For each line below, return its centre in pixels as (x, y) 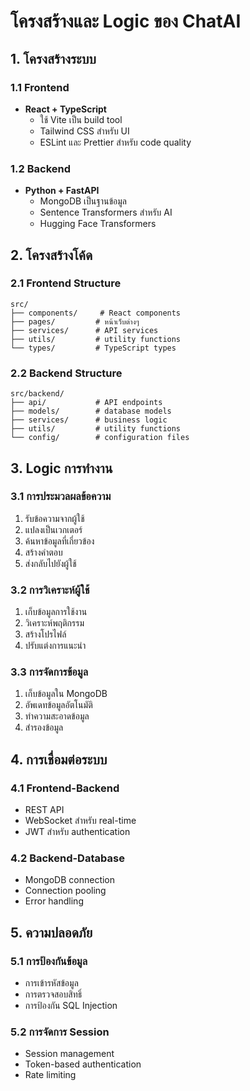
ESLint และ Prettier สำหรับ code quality (115, 142)
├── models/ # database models (91, 411)
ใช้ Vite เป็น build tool (81, 119)
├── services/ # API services (84, 330)
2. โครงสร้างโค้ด (51, 255)
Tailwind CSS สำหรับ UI (84, 131)
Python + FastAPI (62, 191)
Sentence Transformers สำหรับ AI (106, 212)
